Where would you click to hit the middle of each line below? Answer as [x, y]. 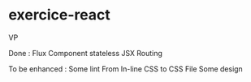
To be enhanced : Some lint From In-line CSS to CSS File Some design [126, 69]
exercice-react [60, 15]
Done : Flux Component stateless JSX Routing [85, 53]
